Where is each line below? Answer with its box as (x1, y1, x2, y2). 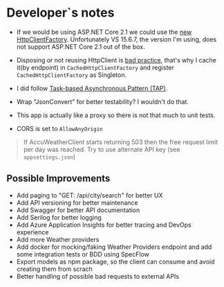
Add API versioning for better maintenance (16, 198, 138, 207)
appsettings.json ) (23, 153, 76, 161)
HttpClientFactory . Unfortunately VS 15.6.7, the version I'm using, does (16, 35, 217, 43)
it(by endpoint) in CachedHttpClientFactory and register (16, 63, 174, 71)
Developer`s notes (6, 5, 115, 21)
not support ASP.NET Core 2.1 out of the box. (16, 42, 146, 51)
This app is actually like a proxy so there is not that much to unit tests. (16, 111, 216, 119)
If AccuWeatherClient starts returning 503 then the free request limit (23, 137, 218, 146)
